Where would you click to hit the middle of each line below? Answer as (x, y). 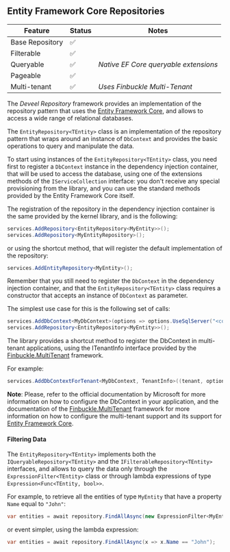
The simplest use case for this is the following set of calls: (89, 309)
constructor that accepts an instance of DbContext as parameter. (98, 296)
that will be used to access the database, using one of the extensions (105, 173)
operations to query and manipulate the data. (71, 146)
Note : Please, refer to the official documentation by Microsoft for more (106, 394)
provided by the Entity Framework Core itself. (71, 195)
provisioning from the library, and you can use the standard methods (104, 188)
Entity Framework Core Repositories (86, 11)
